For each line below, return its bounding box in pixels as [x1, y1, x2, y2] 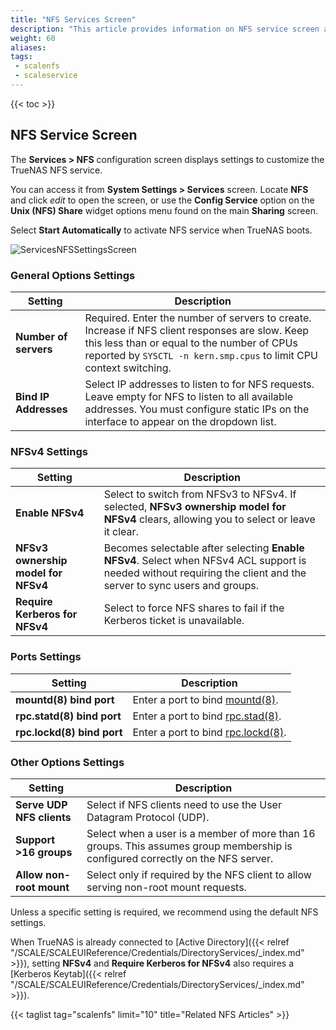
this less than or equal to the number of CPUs [84, 336, 298, 350]
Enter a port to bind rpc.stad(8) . [132, 709, 282, 723]
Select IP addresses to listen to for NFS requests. [84, 377, 315, 391]
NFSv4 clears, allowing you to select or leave [103, 512, 316, 526]
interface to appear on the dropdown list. [84, 414, 277, 428]
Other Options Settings [10, 755, 125, 769]
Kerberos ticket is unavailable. [103, 614, 245, 628]
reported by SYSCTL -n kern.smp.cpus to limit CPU [84, 348, 318, 362]
